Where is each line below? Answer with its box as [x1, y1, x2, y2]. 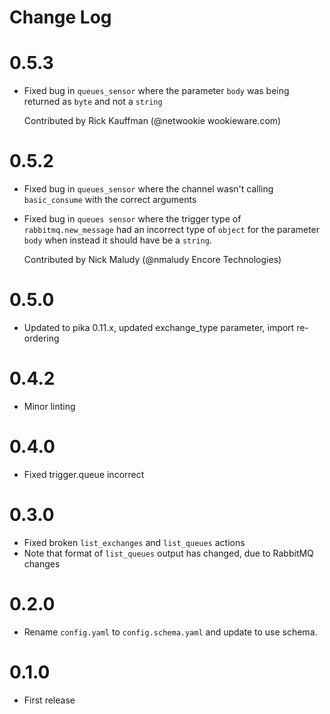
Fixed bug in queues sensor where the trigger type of [23, 213, 242, 225]
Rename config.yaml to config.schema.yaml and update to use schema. [23, 626, 318, 638]
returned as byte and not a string [23, 96, 163, 108]
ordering [23, 332, 60, 344]
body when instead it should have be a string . [23, 234, 212, 246]
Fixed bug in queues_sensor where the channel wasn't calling [23, 183, 274, 195]
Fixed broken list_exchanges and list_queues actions [23, 536, 246, 548]
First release [23, 694, 76, 706]
